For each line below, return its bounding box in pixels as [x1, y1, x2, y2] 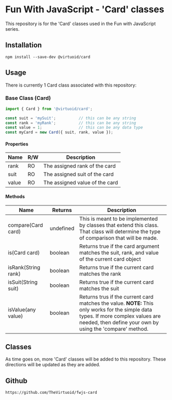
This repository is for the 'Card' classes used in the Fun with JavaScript [5, 20, 156, 27]
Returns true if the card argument [79, 242, 160, 249]
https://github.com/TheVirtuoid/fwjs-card [5, 390, 97, 395]
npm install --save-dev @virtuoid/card [5, 54, 91, 59]
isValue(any [8, 306, 36, 313]
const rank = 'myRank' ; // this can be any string [5, 120, 137, 125]
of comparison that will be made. [79, 234, 158, 241]
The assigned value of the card [43, 179, 118, 186]
